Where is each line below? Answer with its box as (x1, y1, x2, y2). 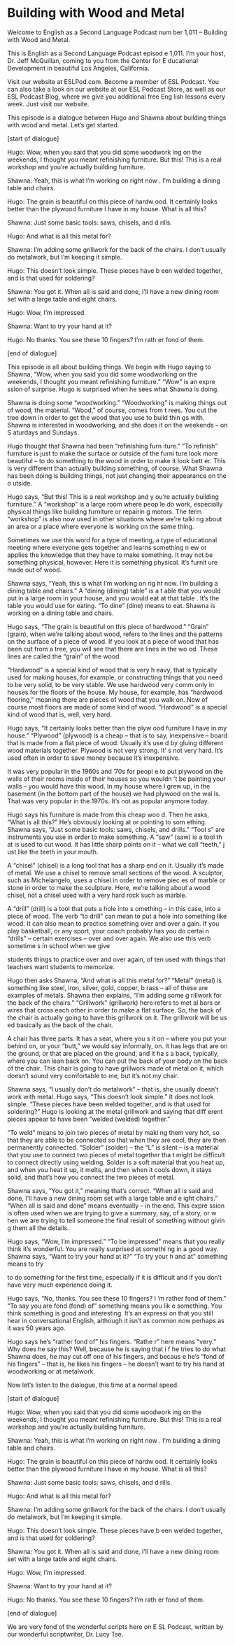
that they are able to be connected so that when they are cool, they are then (7, 1136, 226, 1144)
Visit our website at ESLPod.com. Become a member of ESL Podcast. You (7, 77, 219, 85)
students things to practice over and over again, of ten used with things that (7, 955, 226, 963)
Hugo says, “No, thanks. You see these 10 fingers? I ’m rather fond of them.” (7, 1294, 227, 1302)
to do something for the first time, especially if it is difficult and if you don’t (7, 1273, 222, 1281)
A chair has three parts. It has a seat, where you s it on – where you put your (7, 1034, 227, 1043)
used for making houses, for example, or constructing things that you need (7, 673, 223, 682)
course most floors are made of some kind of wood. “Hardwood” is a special (7, 703, 228, 711)
